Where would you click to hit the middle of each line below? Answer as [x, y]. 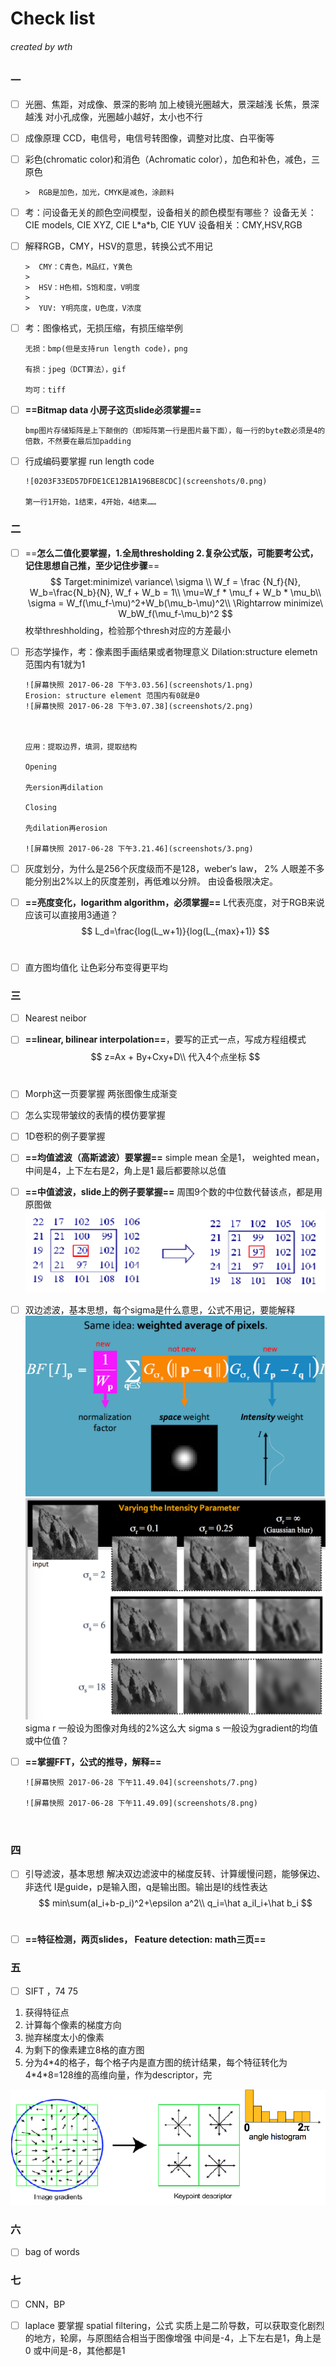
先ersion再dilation [63, 787]
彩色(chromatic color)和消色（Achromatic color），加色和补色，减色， [168, 159]
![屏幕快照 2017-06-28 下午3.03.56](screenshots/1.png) [139, 685]
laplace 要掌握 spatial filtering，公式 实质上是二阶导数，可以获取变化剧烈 [174, 2325]
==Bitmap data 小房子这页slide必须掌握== [113, 410]
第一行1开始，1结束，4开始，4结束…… [90, 502]
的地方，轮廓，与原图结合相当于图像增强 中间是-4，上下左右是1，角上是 [173, 2338]
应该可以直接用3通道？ [71, 914]
